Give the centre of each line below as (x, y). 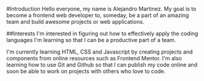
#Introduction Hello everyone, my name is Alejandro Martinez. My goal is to (101, 9)
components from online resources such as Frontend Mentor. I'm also (94, 58)
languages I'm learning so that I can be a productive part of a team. (91, 40)
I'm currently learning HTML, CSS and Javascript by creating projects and (100, 52)
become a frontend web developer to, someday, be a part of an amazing (98, 15)
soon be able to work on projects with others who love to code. (86, 71)
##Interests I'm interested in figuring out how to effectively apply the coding (102, 33)
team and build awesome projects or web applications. (75, 22)
